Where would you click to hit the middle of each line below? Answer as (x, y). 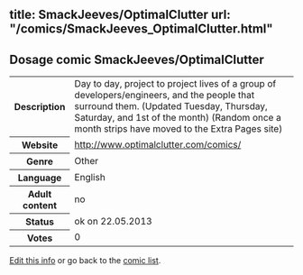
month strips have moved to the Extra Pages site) (179, 129)
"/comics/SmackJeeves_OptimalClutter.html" (141, 29)
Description (40, 106)
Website (40, 145)
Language (40, 178)
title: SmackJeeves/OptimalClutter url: (120, 15)
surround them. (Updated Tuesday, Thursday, (171, 106)
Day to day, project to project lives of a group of (175, 84)
